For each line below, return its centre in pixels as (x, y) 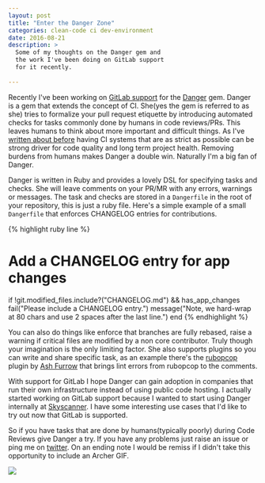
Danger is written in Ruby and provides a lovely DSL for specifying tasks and (133, 180)
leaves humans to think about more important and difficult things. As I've (127, 131)
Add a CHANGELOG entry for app (119, 261)
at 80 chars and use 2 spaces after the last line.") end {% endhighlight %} (129, 316)
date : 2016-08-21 (37, 38)
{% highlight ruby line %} (49, 229)
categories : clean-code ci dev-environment (81, 30)
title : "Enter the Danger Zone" (61, 23)
